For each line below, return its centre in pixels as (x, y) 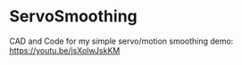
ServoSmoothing (74, 16)
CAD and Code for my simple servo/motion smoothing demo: (121, 41)
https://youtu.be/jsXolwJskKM (65, 50)
